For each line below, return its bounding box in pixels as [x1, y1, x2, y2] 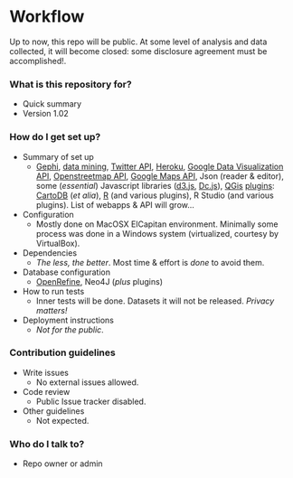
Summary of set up [22, 151, 95, 162]
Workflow [9, 6, 85, 27]
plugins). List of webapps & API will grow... [35, 199, 194, 210]
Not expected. [35, 415, 90, 426]
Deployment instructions [22, 314, 115, 325]
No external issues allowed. [35, 377, 139, 388]
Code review [22, 386, 71, 397]
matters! [35, 305, 68, 315]
